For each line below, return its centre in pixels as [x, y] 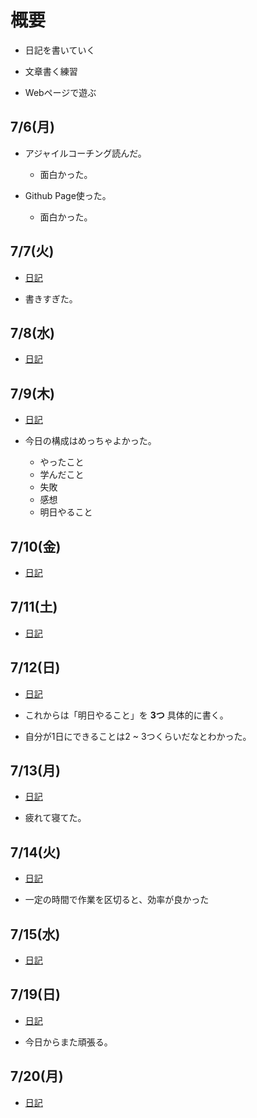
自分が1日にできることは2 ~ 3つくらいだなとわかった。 [138, 736]
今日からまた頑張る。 [68, 1042]
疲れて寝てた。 [55, 818]
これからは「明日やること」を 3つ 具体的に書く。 [126, 715]
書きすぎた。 [51, 298]
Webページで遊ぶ [60, 92]
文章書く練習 [51, 71]
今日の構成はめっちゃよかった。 [90, 441]
